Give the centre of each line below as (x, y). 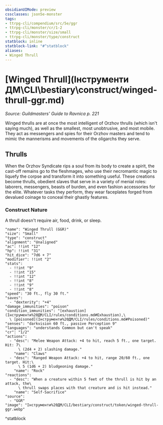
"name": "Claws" (31, 354)
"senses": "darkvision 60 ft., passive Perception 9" (61, 324)
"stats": (14, 264)
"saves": (14, 298)
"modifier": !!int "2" (28, 260)
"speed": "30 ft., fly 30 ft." (37, 294)
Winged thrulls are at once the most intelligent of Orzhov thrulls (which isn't (81, 123)
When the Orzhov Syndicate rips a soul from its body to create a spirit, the (80, 166)
